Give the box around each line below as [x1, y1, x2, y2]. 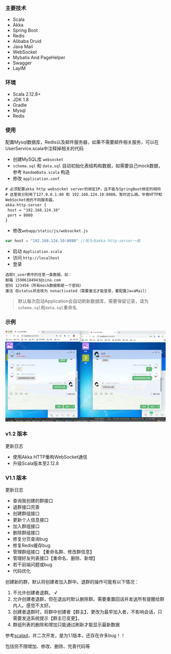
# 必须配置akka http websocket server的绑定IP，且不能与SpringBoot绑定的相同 [5, 186, 161, 192]
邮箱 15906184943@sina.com [5, 277, 61, 283]
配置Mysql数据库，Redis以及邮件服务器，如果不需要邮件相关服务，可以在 [5, 139, 159, 145]
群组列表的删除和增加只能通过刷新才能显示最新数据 [12, 622, 120, 628]
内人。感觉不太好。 [12, 602, 53, 609]
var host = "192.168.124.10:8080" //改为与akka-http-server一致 [5, 238, 141, 243]
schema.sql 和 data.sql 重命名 [17, 304, 77, 310]
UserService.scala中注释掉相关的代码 [5, 145, 84, 151]
